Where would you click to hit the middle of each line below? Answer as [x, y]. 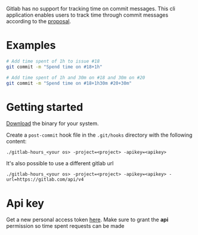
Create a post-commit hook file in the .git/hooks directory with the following [99, 135]
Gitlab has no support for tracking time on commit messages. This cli [91, 9]
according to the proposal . [39, 21]
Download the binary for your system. [53, 123]
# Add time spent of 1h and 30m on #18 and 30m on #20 [76, 78]
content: [16, 141]
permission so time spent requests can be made [65, 226]
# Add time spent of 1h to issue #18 [53, 61]
